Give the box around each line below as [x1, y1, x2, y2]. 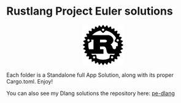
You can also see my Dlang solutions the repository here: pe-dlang [6, 90, 175, 97]
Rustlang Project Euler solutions [6, 4, 173, 18]
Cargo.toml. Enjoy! [6, 77, 53, 85]
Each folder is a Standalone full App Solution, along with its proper [6, 71, 174, 79]
